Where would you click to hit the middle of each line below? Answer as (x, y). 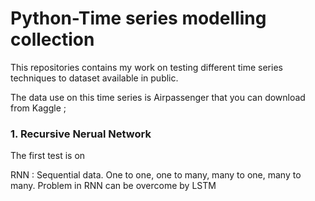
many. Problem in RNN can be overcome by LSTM (113, 186)
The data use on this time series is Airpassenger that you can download (158, 97)
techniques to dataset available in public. (94, 78)
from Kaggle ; (38, 108)
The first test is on (48, 156)
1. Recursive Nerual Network (81, 134)
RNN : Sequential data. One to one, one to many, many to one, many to (156, 175)
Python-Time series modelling (138, 18)
